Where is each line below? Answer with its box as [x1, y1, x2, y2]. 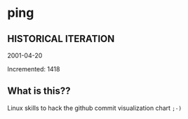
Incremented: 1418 [7, 65, 60, 73]
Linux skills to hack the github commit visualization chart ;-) [7, 104, 182, 112]
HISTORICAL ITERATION [7, 33, 115, 45]
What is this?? [7, 85, 71, 97]
